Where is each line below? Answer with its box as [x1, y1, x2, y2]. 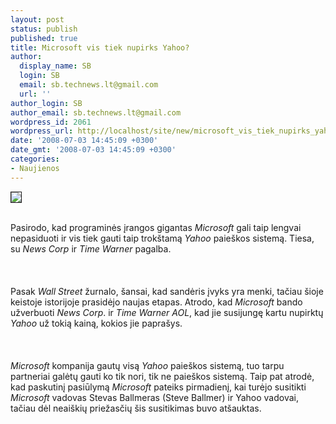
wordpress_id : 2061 [10, 117, 92, 127]
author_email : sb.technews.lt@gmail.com [10, 107, 182, 118]
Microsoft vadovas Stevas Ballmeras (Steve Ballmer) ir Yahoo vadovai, [10, 391, 299, 403]
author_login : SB [10, 98, 83, 108]
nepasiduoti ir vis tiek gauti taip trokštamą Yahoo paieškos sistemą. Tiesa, [10, 232, 315, 244]
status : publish [10, 24, 78, 34]
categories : [10, 154, 60, 164]
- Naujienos [10, 163, 60, 173]
